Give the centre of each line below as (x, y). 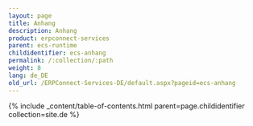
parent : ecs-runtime (43, 46)
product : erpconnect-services (59, 38)
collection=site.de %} (44, 114)
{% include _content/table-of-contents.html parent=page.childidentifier (126, 106)
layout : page (30, 16)
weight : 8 (25, 68)
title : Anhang (32, 23)
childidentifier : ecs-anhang (57, 53)
